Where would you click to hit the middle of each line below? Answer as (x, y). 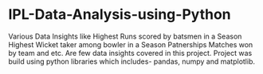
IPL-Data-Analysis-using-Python (120, 15)
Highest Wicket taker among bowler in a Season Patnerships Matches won (131, 44)
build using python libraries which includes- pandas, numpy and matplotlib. (131, 61)
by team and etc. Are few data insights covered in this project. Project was (130, 53)
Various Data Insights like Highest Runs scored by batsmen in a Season (125, 36)
